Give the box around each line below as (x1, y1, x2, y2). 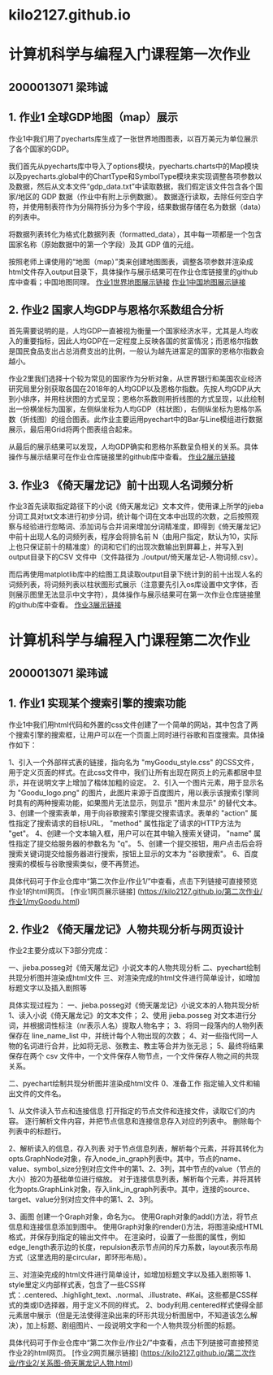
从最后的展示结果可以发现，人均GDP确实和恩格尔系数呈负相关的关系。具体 (8, 442, 258, 452)
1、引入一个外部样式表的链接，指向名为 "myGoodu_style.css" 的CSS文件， (8, 757, 258, 767)
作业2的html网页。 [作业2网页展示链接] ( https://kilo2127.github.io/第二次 (8, 1348, 249, 1358)
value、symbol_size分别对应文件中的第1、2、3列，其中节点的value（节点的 (8, 1164, 262, 1174)
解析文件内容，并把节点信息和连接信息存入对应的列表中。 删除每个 (38, 1116, 262, 1126)
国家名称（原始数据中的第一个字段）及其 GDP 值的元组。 (8, 239, 199, 249)
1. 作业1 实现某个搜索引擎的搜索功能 (8, 697, 187, 711)
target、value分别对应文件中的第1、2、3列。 (8, 1194, 158, 1204)
